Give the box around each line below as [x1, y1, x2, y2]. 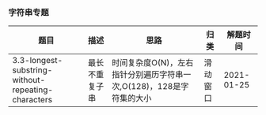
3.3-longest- [12, 55, 63, 66]
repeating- [12, 84, 54, 95]
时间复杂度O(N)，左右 [112, 57, 194, 69]
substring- [12, 65, 53, 76]
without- [12, 75, 46, 86]
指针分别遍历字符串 [112, 69, 184, 80]
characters [12, 95, 53, 106]
